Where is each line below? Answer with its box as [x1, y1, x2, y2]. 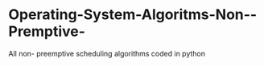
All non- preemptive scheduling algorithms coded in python [8, 49, 205, 58]
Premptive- [8, 22, 86, 41]
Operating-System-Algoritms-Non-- [8, 6, 258, 24]
